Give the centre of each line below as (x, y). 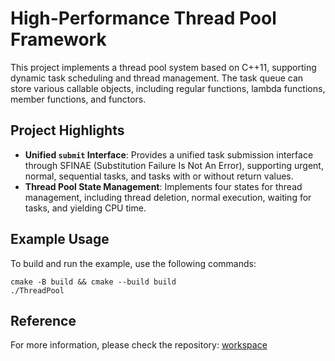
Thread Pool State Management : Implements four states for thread (163, 186)
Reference (43, 320)
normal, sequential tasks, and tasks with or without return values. (159, 176)
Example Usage (60, 239)
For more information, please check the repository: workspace (139, 345)
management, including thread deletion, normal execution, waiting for (168, 197)
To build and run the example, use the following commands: (133, 263)
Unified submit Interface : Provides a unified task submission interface (169, 154)
